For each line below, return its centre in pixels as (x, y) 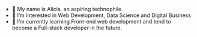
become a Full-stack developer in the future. (67, 28)
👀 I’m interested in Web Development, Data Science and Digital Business (101, 15)
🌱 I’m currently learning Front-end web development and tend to (91, 21)
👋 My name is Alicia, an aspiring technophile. (67, 9)
